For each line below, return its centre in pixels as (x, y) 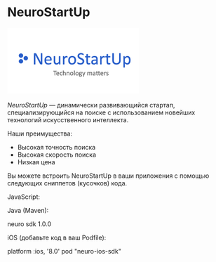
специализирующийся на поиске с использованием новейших (101, 112)
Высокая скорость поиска (57, 155)
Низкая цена (36, 162)
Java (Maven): (28, 210)
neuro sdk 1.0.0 (29, 224)
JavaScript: (24, 197)
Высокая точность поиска (56, 147)
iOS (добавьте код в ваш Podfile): (57, 237)
